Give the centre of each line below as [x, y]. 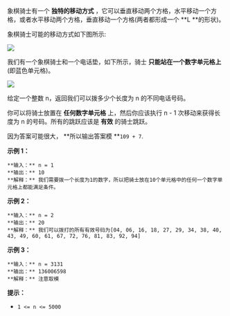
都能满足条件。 [41, 187]
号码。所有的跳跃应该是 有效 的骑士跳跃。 [92, 121]
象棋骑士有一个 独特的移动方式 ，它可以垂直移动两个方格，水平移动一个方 [112, 11]
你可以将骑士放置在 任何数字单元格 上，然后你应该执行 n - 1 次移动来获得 [111, 113]
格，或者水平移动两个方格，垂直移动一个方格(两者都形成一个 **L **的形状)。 [116, 19]
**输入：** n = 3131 [35, 264]
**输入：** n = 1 [30, 165]
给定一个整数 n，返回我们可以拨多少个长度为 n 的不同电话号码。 [98, 98]
